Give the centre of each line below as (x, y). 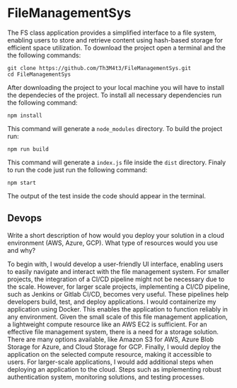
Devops (25, 218)
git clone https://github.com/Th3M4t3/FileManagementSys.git (99, 68)
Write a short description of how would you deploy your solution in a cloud (116, 235)
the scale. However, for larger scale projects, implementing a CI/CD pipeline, (118, 286)
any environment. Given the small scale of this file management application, (117, 316)
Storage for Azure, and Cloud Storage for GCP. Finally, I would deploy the (114, 347)
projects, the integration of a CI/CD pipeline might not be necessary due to (116, 279)
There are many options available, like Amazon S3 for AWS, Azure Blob (111, 339)
